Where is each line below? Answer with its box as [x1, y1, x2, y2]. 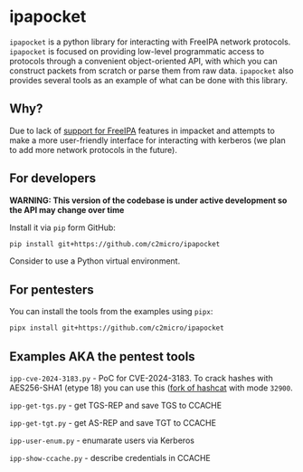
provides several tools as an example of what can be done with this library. [9, 74, 288, 85]
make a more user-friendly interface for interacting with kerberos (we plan [9, 134, 287, 146]
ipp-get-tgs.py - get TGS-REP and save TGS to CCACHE [9, 400, 223, 410]
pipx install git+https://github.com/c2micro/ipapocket [9, 323, 224, 332]
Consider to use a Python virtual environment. [9, 255, 181, 266]
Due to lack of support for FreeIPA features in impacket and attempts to [9, 125, 276, 136]
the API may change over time [9, 204, 125, 215]
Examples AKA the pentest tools [9, 349, 196, 364]
